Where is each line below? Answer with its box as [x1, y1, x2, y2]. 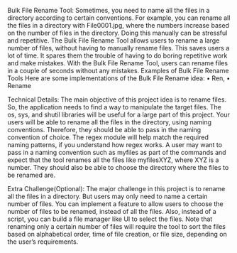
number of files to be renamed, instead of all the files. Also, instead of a [7, 208, 216, 215]
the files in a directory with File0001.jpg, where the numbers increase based [7, 21, 229, 29]
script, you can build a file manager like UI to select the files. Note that [7, 215, 213, 223]
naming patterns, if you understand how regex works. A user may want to [7, 141, 222, 149]
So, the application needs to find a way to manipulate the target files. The [7, 103, 221, 111]
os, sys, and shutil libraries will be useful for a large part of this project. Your [7, 110, 231, 119]
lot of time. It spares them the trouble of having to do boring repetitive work [7, 51, 228, 60]
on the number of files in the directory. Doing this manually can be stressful [7, 28, 228, 37]
